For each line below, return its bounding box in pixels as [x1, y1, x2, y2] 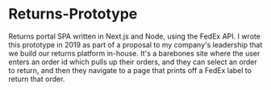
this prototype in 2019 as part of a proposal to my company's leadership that [8, 39, 263, 49]
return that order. [8, 74, 65, 84]
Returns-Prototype [8, 5, 138, 23]
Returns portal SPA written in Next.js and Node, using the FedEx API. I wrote [8, 31, 261, 41]
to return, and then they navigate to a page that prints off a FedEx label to [8, 65, 252, 75]
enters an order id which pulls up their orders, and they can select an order [8, 57, 258, 67]
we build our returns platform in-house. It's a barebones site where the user [8, 48, 261, 58]
